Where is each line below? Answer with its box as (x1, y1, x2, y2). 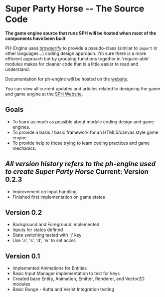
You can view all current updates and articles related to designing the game (5, 85, 161, 91)
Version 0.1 (5, 252, 40, 260)
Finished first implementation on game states (12, 194, 106, 200)
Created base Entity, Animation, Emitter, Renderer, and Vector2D (12, 276, 145, 282)
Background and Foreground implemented (12, 222, 100, 228)
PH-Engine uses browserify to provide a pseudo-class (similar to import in (5, 45, 158, 51)
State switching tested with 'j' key (12, 232, 82, 238)
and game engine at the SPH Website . (5, 91, 83, 97)
